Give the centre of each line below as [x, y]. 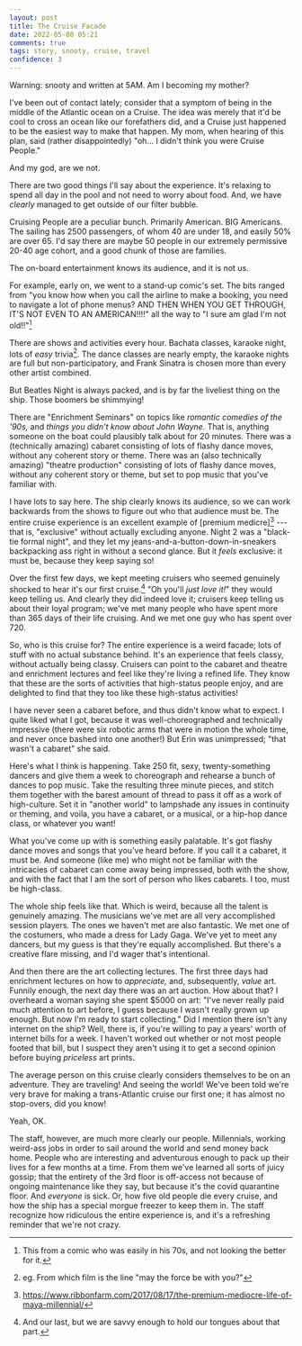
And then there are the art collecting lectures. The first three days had [139, 971]
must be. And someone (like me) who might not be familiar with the [133, 860]
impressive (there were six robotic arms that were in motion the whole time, [149, 729]
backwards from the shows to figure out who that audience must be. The [144, 511]
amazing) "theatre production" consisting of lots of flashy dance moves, [143, 465]
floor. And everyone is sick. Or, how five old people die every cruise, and [144, 1196]
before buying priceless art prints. [72, 1057]
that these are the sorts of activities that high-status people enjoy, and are [147, 683]
